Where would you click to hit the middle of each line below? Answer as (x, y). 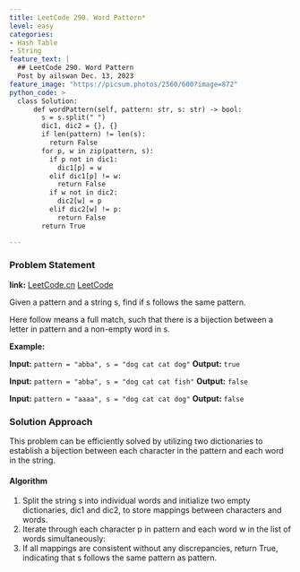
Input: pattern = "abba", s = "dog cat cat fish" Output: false (129, 381)
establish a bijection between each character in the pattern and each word (146, 451)
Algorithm (28, 481)
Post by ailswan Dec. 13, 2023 (76, 76)
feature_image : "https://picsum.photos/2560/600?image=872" (124, 84)
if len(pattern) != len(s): (94, 134)
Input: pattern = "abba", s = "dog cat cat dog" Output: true (124, 363)
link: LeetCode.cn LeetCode (61, 284)
